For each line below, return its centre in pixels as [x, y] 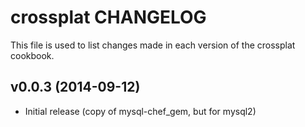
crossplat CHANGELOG [108, 17]
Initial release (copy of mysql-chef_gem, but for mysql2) [140, 111]
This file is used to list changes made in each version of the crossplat [153, 45]
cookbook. [32, 55]
